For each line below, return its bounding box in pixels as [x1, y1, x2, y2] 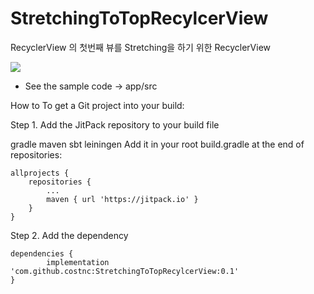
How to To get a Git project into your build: [10, 99, 185, 111]
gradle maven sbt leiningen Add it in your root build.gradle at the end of [10, 138, 305, 150]
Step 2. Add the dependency [10, 229, 129, 241]
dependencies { [10, 248, 74, 259]
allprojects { [10, 168, 70, 178]
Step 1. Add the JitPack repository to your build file [10, 118, 220, 131]
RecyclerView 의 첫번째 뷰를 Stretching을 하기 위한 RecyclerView [10, 41, 272, 53]
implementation [46, 257, 110, 267]
